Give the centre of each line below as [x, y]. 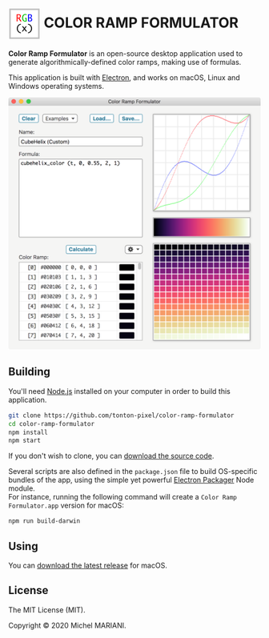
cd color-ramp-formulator [51, 423]
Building [29, 372]
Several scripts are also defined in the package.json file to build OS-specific [133, 471]
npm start [25, 441]
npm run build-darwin [44, 521]
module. [22, 488]
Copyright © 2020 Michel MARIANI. [67, 625]
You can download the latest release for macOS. [88, 565]
